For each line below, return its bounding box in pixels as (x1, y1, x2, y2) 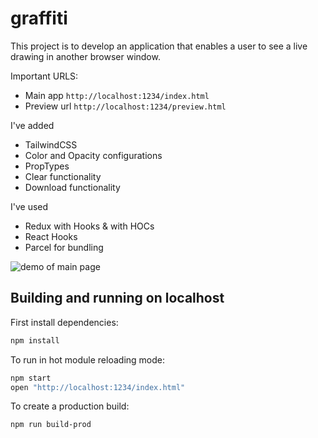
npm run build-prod (10, 420, 92, 430)
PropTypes (24, 160, 70, 172)
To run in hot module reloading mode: (10, 353, 165, 366)
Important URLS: (10, 70, 79, 82)
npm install (10, 335, 60, 346)
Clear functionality (24, 170, 102, 182)
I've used (10, 200, 49, 212)
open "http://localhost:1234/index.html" (10, 382, 186, 392)
